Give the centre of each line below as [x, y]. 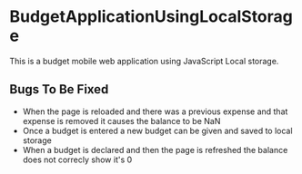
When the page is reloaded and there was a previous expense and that [155, 111]
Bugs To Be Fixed [59, 89]
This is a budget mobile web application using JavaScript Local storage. [144, 61]
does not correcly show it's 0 [77, 159]
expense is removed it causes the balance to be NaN [121, 121]
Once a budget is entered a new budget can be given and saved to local [157, 130]
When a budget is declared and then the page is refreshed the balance [155, 150]
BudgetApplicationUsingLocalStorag [151, 17]
